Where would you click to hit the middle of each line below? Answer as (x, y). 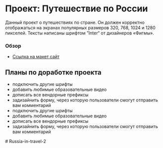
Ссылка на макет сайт (36, 57)
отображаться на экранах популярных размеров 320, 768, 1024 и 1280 (81, 27)
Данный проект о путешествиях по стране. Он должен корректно (75, 22)
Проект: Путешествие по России (77, 9)
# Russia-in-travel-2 (26, 142)
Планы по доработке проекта (53, 72)
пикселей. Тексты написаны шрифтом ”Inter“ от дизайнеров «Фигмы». (80, 33)
